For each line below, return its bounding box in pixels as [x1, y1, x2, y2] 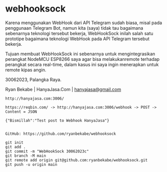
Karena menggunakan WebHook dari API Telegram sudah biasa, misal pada [5, 20, 162, 26]
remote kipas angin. [5, 66, 46, 73]
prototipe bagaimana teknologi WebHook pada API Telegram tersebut [5, 36, 150, 42]
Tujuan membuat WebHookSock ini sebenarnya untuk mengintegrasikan [5, 51, 155, 57]
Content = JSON [5, 109, 37, 114]
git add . [5, 144, 26, 149]
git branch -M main [5, 153, 46, 158]
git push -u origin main [5, 162, 58, 167]
